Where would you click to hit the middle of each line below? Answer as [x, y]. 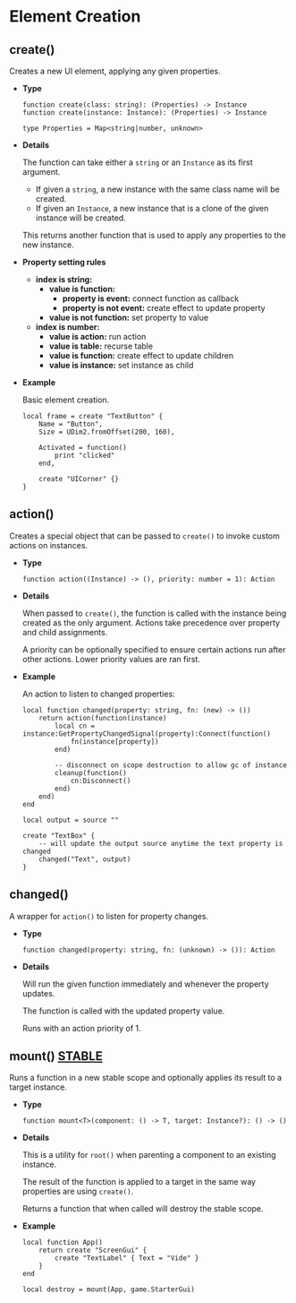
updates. [38, 993]
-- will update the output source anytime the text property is [161, 843]
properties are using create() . [78, 1191]
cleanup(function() [91, 772]
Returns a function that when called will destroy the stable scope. [143, 1209]
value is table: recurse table [101, 346]
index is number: [68, 327]
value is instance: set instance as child [121, 365]
